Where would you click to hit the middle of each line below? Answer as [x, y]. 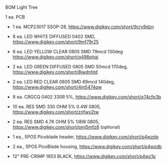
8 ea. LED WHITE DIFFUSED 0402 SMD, [54, 36]
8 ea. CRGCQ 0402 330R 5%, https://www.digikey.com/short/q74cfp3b [87, 97]
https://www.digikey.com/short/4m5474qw [57, 87]
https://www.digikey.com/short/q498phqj [55, 57]
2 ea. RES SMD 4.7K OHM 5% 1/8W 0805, [56, 122]
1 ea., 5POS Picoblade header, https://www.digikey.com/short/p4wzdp [86, 137]
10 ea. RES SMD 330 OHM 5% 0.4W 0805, [57, 107]
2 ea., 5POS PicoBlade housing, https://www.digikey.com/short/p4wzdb [87, 146]
